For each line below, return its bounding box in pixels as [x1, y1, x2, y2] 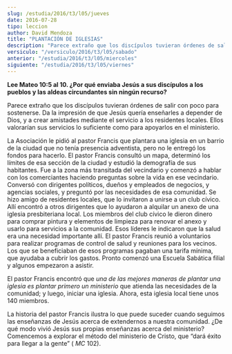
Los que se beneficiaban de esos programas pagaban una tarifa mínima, [7, 246, 213, 255]
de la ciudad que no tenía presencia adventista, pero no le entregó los [7, 144, 206, 152]
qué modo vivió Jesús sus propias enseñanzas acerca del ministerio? [7, 324, 205, 333]
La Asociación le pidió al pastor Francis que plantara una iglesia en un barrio [7, 136, 224, 145]
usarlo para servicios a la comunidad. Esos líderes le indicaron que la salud [7, 224, 221, 233]
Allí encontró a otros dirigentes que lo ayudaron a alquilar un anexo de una [7, 202, 219, 210]
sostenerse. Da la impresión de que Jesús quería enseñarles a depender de [7, 108, 222, 117]
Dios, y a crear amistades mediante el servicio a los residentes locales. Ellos [7, 115, 224, 124]
